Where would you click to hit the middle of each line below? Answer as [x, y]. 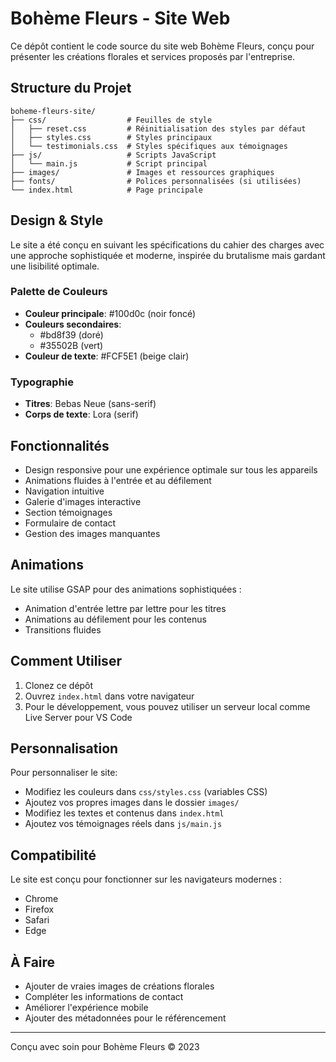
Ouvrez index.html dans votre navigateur [109, 696]
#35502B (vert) [71, 345]
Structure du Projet [71, 88]
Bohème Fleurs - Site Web [120, 18]
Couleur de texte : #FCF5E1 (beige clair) [107, 356]
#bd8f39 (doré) [71, 334]
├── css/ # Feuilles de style [111, 120]
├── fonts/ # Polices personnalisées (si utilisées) [156, 181]
